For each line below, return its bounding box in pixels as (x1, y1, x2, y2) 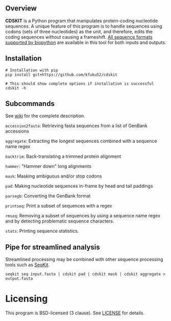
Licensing (5, 293, 48, 305)
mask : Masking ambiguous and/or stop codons (5, 173, 102, 179)
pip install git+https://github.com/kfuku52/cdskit (5, 72, 117, 77)
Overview (5, 4, 37, 13)
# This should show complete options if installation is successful (5, 81, 154, 86)
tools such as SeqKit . (5, 262, 50, 268)
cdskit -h (5, 85, 27, 91)
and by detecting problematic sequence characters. (5, 218, 114, 224)
